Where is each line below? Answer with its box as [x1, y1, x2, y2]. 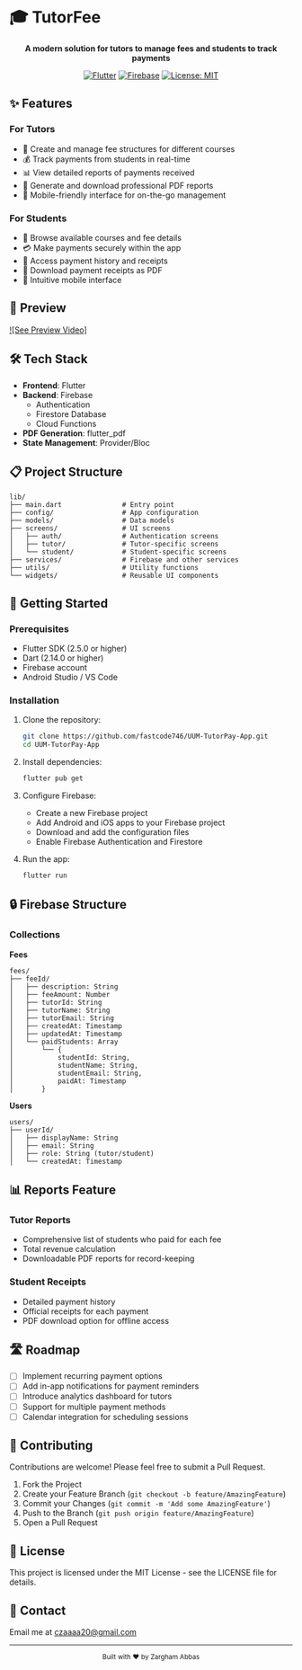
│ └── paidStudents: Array [9, 1037, 119, 1046]
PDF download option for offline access [22, 1315, 169, 1326]
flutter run [22, 871, 67, 880]
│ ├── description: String [9, 982, 119, 991]
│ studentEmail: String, [9, 1069, 143, 1078]
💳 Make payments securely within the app [22, 242, 182, 253]
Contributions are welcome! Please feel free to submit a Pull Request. [9, 1461, 266, 1472]
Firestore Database [35, 408, 107, 419]
